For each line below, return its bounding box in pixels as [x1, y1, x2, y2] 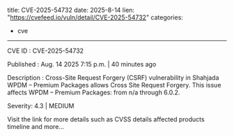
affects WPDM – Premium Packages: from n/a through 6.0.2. [7, 88, 180, 96]
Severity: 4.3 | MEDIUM [7, 102, 75, 110]
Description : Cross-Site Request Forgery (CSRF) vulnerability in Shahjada [7, 74, 219, 82]
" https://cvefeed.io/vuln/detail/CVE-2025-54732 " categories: [7, 13, 183, 22]
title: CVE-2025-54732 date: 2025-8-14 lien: [7, 6, 134, 14]
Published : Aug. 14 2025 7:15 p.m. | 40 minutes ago [7, 60, 157, 68]
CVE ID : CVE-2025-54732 [7, 46, 84, 55]
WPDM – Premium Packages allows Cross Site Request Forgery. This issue [7, 81, 221, 89]
